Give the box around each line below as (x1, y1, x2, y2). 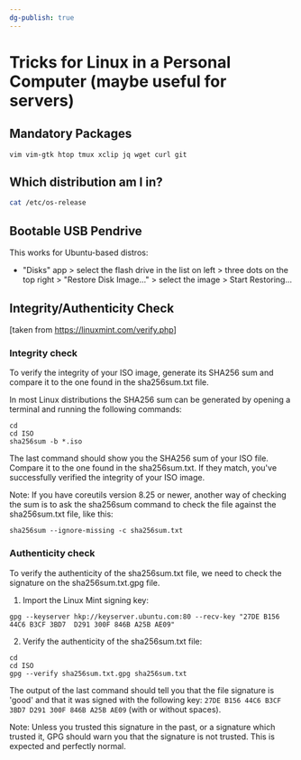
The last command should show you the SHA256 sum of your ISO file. (9, 453, 269, 464)
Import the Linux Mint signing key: (22, 594, 149, 605)
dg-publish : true (9, 13, 75, 23)
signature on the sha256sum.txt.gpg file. (9, 577, 160, 588)
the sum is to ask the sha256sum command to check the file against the (9, 499, 277, 510)
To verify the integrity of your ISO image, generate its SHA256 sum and (9, 367, 274, 379)
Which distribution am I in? (9, 175, 164, 190)
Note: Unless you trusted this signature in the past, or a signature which (9, 721, 276, 732)
